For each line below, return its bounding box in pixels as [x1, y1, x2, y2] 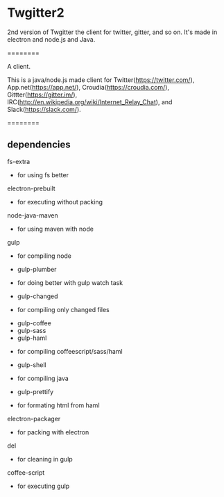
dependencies [7, 139, 71, 151]
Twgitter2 [7, 5, 64, 21]
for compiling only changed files [17, 305, 110, 313]
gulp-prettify [17, 387, 54, 396]
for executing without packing [17, 197, 103, 206]
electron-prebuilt [7, 184, 55, 193]
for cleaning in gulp [17, 455, 73, 463]
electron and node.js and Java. [7, 35, 96, 43]
